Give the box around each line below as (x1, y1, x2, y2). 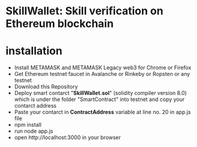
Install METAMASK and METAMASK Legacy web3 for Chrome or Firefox (14, 64, 192, 71)
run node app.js (14, 127, 53, 135)
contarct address (14, 102, 57, 109)
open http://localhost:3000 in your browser (14, 134, 121, 141)
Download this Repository (14, 83, 78, 90)
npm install (14, 121, 42, 128)
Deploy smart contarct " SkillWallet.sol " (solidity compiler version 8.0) (14, 90, 187, 97)
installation (5, 44, 63, 58)
